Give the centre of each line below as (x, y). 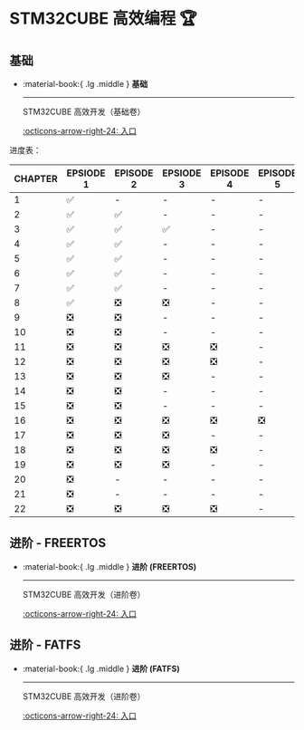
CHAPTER (36, 179)
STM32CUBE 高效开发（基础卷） (84, 111)
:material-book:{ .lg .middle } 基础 (85, 84)
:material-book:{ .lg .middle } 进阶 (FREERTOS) (109, 566)
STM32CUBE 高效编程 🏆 (103, 19)
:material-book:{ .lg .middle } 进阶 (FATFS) (101, 668)
